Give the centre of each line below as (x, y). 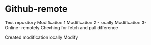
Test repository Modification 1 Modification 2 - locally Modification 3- (76, 22)
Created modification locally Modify (42, 37)
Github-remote (36, 9)
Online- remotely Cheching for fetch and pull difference (62, 27)
